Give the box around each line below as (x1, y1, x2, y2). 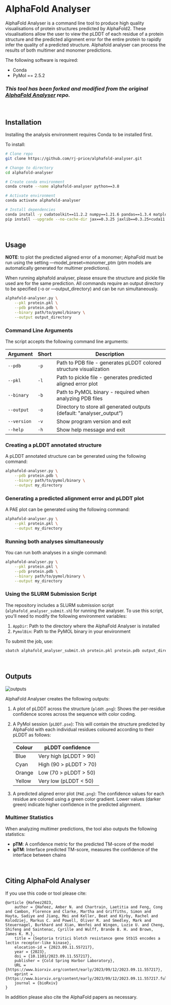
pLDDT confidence (44, 744, 91, 751)
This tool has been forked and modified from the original (5, 85, 149, 92)
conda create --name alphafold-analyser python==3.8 (5, 184, 120, 189)
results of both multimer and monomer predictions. (5, 47, 112, 53)
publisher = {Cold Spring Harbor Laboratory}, (14, 958, 115, 963)
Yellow (15, 777, 32, 784)
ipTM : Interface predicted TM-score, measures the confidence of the (12, 846, 158, 852)
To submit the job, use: (5, 638, 53, 644)
